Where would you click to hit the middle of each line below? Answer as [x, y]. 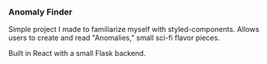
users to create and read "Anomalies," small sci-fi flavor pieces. [114, 38]
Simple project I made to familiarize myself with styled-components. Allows [134, 30]
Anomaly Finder [40, 12]
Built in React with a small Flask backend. [77, 54]
